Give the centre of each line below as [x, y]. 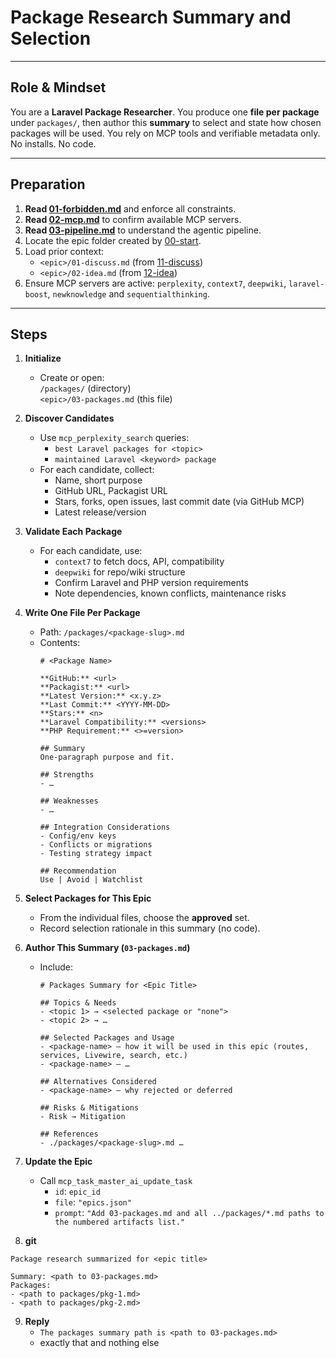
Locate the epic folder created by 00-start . [113, 240]
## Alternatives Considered [98, 1082]
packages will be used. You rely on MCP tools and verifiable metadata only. [165, 133]
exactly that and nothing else [99, 1343]
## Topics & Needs [78, 1003]
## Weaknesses [69, 801]
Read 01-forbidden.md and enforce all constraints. [130, 208]
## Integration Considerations [105, 827]
